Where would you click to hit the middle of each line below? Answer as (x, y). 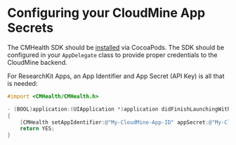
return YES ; (37, 129)
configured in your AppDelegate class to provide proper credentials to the (112, 55)
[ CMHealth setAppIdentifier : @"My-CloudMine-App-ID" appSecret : (114, 122)
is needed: (22, 83)
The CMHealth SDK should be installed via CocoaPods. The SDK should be (116, 47)
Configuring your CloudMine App (106, 13)
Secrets (31, 28)
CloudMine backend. (38, 62)
